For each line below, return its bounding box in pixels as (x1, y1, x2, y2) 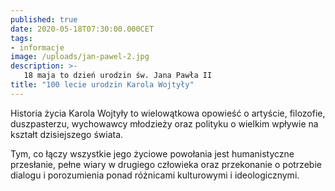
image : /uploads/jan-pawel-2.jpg (10, 52, 150, 62)
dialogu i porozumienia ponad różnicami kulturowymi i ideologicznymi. (10, 169, 300, 181)
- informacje (10, 42, 65, 53)
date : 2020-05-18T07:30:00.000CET (10, 24, 155, 34)
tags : (10, 33, 33, 43)
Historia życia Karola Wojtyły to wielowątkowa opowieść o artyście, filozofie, (10, 107, 326, 119)
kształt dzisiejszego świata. (10, 128, 124, 140)
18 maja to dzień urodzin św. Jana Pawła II (23, 71, 213, 81)
